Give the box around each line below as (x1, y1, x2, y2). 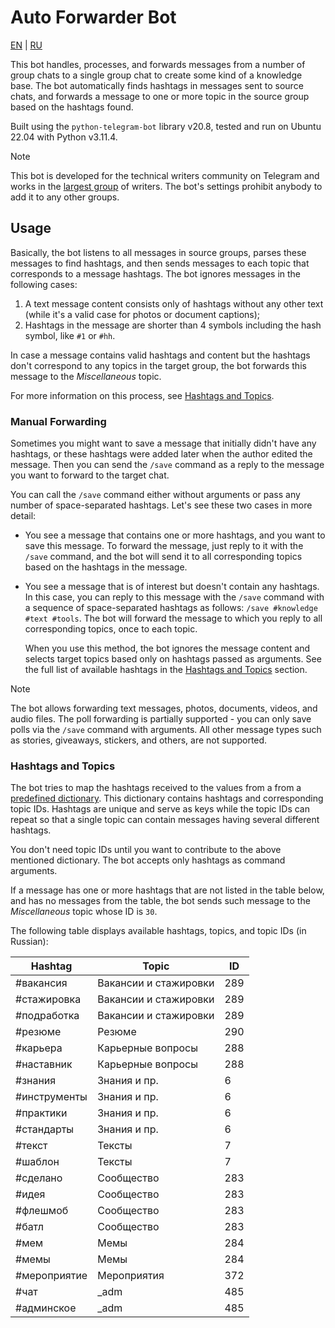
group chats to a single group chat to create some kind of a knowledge (10, 69, 303, 81)
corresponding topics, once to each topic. (24, 623, 198, 635)
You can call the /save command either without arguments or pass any (10, 489, 301, 501)
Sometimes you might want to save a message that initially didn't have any (10, 437, 317, 450)
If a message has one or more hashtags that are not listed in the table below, (10, 884, 325, 896)
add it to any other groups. (10, 191, 120, 203)
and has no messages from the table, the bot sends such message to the (10, 895, 311, 907)
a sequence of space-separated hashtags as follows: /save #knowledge (24, 602, 318, 614)
